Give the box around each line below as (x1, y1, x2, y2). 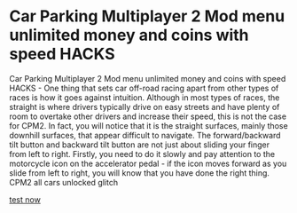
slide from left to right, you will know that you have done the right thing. (9, 167, 270, 178)
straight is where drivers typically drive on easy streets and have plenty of (9, 101, 280, 112)
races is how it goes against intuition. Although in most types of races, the (9, 91, 280, 103)
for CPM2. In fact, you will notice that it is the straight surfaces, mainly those (9, 120, 288, 130)
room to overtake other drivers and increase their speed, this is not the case (9, 111, 286, 122)
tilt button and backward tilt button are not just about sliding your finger (9, 139, 270, 150)
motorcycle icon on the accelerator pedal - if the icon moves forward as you (9, 158, 287, 169)
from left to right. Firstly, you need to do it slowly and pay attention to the (9, 148, 276, 159)
